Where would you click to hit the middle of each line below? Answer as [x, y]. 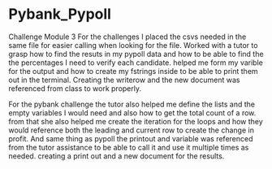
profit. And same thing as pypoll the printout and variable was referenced [131, 138]
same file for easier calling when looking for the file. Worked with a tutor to [133, 45]
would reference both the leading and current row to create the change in [131, 130]
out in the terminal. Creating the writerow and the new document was [124, 80]
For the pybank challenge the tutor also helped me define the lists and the [132, 104]
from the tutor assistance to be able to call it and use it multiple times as [129, 147]
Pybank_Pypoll [60, 14]
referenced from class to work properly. [75, 88]
